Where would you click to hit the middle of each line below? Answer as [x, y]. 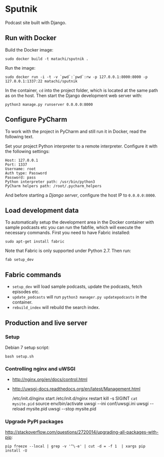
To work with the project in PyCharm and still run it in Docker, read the [76, 131]
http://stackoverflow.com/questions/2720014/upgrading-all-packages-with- [82, 432]
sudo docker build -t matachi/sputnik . [47, 59]
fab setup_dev [20, 260]
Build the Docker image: [29, 50]
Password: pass [21, 178]
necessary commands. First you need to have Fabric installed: [68, 233]
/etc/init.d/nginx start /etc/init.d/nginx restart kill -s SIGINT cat [75, 399]
